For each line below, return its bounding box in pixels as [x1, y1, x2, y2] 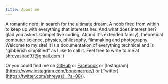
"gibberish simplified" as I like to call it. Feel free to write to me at [5, 47, 139, 53]
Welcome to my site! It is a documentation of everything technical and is [5, 42, 154, 48]
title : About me [5, 7, 39, 12]
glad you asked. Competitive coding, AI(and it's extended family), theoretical [5, 31, 163, 37]
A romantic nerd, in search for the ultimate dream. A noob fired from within [5, 21, 159, 27]
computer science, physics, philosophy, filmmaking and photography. [5, 37, 149, 43]
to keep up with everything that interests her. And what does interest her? [5, 26, 157, 32]
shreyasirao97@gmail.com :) [5, 53, 64, 59]
